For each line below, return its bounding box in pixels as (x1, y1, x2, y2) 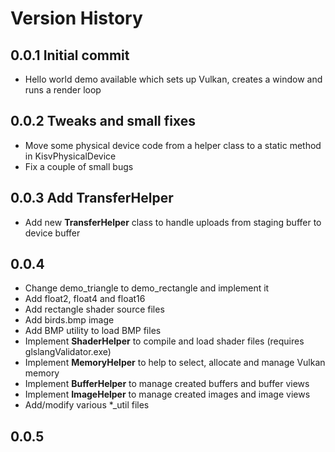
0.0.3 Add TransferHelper (10, 190, 174, 207)
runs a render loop (24, 84, 102, 96)
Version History (10, 7, 143, 30)
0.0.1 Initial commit (10, 47, 130, 64)
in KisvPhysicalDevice (24, 150, 117, 162)
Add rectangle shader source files (24, 303, 165, 316)
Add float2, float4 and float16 (24, 293, 146, 305)
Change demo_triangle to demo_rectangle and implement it (24, 282, 270, 294)
